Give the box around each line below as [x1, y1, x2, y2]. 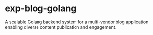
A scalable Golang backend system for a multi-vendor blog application [5, 19, 149, 25]
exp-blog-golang [5, 3, 76, 14]
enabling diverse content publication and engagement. [5, 24, 116, 30]
